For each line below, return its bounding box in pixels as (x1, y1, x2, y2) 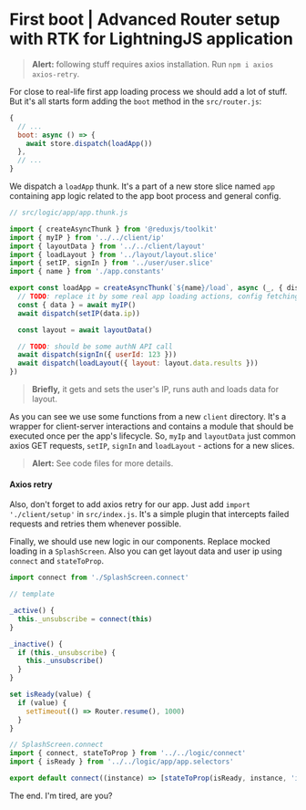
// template (9, 589, 55, 599)
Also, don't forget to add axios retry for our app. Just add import (9, 499, 250, 510)
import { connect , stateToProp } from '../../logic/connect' (9, 749, 247, 758)
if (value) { (17, 698, 67, 707)
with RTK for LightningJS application (9, 28, 293, 49)
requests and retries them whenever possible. (9, 518, 182, 529)
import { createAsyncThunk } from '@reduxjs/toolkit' (9, 224, 219, 234)
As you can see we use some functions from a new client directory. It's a (9, 411, 287, 422)
